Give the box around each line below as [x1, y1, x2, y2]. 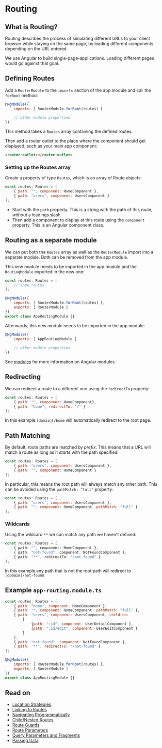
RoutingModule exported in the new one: [5, 269, 85, 274]
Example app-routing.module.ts [5, 586, 102, 594]
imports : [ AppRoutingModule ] [14, 336, 77, 341]
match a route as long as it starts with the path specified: [5, 449, 119, 455]
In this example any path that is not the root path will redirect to [5, 568, 131, 573]
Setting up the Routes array [5, 164, 71, 171]
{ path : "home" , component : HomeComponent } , [14, 604, 108, 608]
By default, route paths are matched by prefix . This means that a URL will [5, 445, 151, 450]
